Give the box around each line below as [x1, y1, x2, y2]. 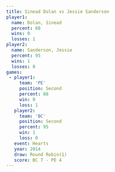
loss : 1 [19, 102, 38, 108]
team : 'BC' [19, 113, 46, 119]
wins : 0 [11, 31, 31, 37]
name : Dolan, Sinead [11, 20, 62, 25]
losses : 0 [11, 63, 35, 70]
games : [6, 69, 22, 75]
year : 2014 [14, 146, 41, 152]
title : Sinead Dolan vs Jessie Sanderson [6, 8, 110, 15]
